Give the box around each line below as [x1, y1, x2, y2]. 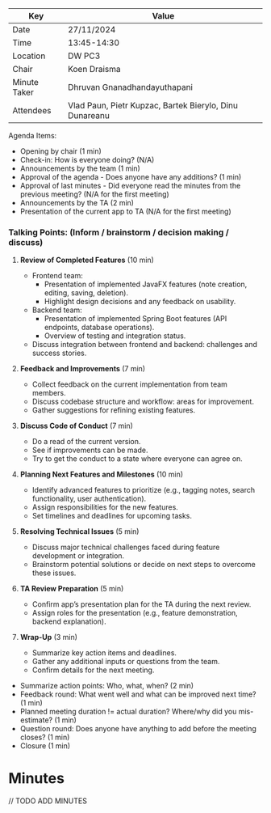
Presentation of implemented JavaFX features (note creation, [44, 279, 248, 290]
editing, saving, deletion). [44, 288, 129, 298]
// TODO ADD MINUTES [8, 796, 87, 806]
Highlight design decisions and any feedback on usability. [44, 297, 236, 307]
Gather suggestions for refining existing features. [31, 405, 196, 415]
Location [12, 50, 46, 61]
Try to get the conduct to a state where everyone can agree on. [31, 454, 244, 464]
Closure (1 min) [19, 741, 71, 751]
